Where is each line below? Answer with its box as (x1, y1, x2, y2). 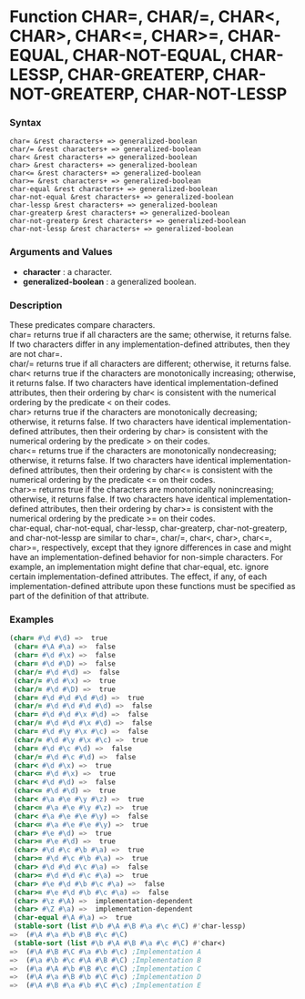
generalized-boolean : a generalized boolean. (22, 276, 198, 287)
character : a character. (22, 266, 112, 277)
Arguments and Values (9, 246, 113, 259)
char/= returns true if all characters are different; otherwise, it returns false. (9, 358, 291, 370)
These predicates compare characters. (9, 320, 156, 331)
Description (9, 299, 63, 311)
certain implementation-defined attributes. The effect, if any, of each (9, 571, 268, 582)
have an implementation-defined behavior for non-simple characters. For (9, 552, 284, 563)
